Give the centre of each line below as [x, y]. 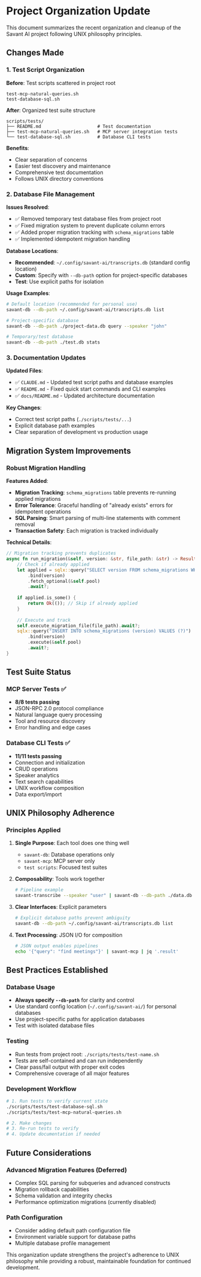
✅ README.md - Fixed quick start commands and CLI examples [90, 389]
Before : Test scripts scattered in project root [61, 83]
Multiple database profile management [63, 1243]
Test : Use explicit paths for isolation [59, 281]
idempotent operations [43, 512]
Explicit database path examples [55, 425]
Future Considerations [49, 1153]
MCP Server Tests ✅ [36, 689]
